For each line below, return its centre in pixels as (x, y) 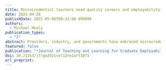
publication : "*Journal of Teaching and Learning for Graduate (72, 51)
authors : (14, 23)
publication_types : (25, 33)
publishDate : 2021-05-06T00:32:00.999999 (48, 19)
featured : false (22, 46)
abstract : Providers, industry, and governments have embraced (72, 42)
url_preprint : (20, 60)
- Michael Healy (26, 28)
